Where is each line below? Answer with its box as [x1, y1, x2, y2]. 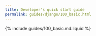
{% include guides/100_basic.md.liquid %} [5, 25, 91, 31]
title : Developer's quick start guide [5, 7, 85, 12]
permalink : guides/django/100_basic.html [5, 12, 92, 17]
